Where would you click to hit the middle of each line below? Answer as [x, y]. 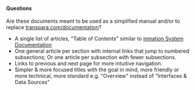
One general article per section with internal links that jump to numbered [102, 51]
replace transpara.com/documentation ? [54, 27]
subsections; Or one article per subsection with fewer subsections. [95, 57]
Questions [19, 8]
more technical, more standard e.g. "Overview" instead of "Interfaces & [101, 76]
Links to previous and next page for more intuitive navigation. [88, 64]
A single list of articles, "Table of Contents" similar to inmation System [99, 39]
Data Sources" [32, 82]
